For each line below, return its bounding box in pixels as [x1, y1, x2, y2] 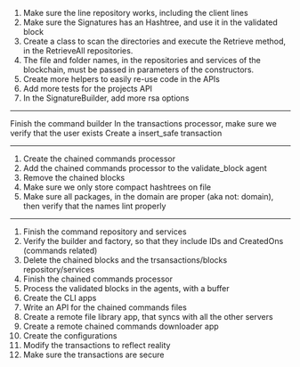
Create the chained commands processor [22, 153, 176, 164]
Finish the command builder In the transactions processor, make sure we [10, 118, 277, 128]
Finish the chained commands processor [22, 273, 173, 284]
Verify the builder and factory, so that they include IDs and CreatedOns [22, 236, 284, 246]
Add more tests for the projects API [22, 84, 153, 94]
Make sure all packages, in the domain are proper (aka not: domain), [22, 192, 274, 201]
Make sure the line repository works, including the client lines [22, 8, 248, 18]
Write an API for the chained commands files [22, 302, 188, 313]
